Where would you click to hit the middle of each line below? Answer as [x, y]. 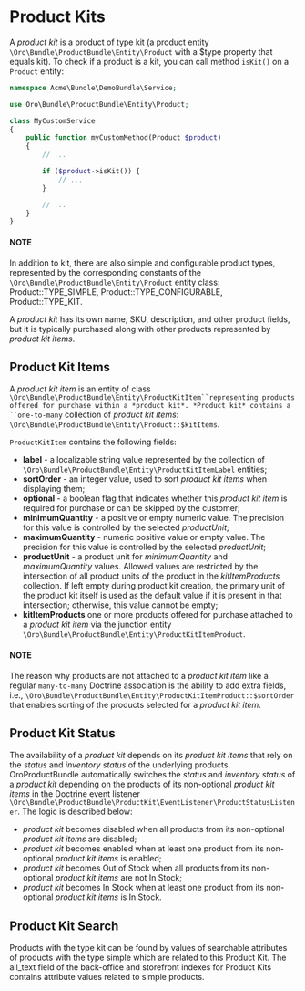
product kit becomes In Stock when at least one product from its [143, 888]
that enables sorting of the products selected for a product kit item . [135, 704]
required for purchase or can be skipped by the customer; [132, 508]
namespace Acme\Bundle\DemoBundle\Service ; [93, 88]
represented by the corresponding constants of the [106, 272]
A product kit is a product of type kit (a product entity [109, 42]
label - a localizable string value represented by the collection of [144, 460]
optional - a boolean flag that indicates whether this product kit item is [155, 498]
